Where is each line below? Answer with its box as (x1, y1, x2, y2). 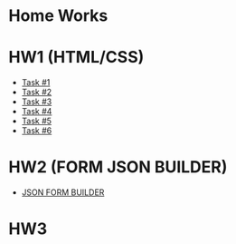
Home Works (8, 5, 109, 26)
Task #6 (21, 125, 52, 136)
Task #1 (21, 77, 51, 88)
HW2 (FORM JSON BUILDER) (8, 157, 228, 178)
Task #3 (21, 96, 52, 107)
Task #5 (21, 115, 52, 127)
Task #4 (21, 106, 52, 117)
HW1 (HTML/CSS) (8, 47, 145, 68)
